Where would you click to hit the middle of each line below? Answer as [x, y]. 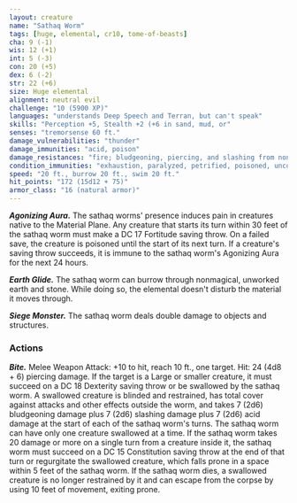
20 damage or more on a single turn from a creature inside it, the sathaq [141, 443]
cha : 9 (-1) [31, 42]
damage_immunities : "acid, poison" [75, 149]
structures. [29, 325]
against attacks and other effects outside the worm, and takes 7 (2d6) [136, 405]
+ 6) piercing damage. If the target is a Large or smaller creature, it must [141, 376]
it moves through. [41, 298]
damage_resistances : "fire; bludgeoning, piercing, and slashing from [142, 157]
